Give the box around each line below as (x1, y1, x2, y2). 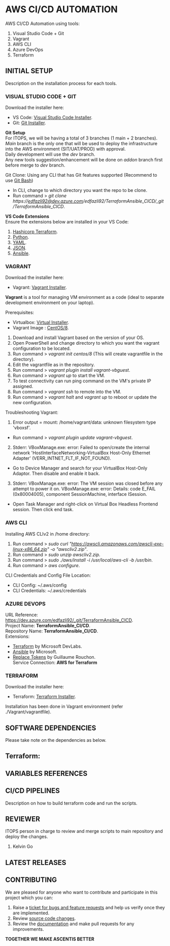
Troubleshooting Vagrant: (5, 409, 58, 415)
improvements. (12, 926, 44, 932)
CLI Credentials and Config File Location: (5, 572, 91, 578)
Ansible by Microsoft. (12, 648, 57, 655)
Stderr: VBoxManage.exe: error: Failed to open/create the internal (12, 444, 150, 451)
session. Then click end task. (12, 507, 74, 513)
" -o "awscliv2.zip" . (47, 546, 88, 552)
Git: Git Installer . (12, 120, 46, 126)
